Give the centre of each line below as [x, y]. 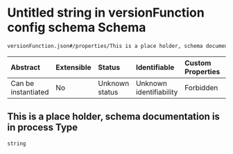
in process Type [43, 127]
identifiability [157, 92]
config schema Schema [77, 27]
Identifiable [155, 67]
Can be [23, 83]
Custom [198, 62]
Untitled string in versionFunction [106, 13]
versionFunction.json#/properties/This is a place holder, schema [105, 46]
